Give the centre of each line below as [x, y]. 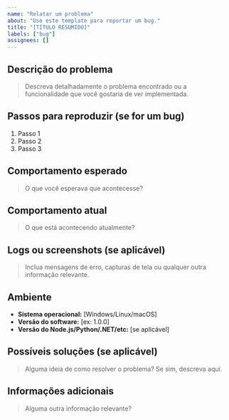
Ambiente [30, 297]
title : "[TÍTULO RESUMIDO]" [49, 27]
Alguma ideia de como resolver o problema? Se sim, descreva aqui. [123, 369]
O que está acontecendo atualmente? [80, 228]
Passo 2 [30, 141]
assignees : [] [28, 41]
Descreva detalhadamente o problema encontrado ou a [106, 86]
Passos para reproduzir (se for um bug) [96, 116]
